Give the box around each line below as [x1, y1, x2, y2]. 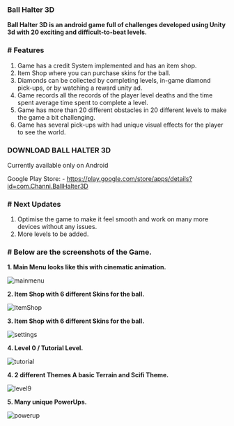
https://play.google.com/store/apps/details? [66, 174, 193, 182]
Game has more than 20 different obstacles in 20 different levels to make [17, 106, 227, 114]
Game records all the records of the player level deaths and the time [17, 90, 213, 99]
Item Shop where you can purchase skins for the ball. [17, 68, 171, 77]
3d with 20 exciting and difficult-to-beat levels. [7, 28, 148, 36]
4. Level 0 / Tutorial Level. [7, 344, 84, 352]
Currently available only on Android [7, 161, 109, 169]
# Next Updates [7, 199, 61, 209]
